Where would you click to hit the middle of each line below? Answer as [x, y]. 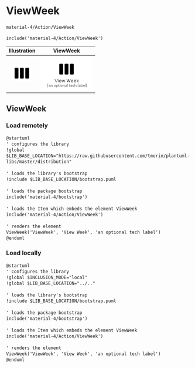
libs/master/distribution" [39, 162]
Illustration [22, 51]
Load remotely [27, 125]
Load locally [24, 253]
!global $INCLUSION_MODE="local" [47, 277]
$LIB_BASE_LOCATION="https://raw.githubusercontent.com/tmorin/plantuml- [98, 156]
